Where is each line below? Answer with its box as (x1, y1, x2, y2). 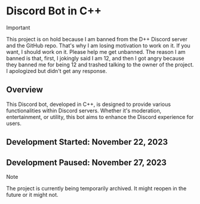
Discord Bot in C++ (6, 4, 102, 18)
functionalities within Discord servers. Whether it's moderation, (6, 106, 162, 114)
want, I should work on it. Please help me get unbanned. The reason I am (6, 48, 186, 55)
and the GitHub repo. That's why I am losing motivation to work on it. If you (6, 42, 191, 49)
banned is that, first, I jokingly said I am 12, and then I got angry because (6, 54, 184, 62)
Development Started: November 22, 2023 (6, 137, 168, 147)
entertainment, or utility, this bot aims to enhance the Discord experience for (6, 113, 194, 120)
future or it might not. (6, 191, 59, 198)
